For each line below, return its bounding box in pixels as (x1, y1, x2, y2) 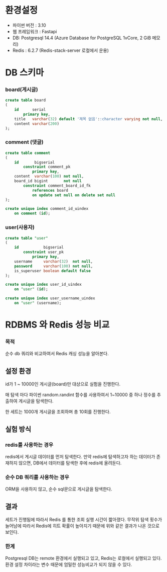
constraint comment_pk (23, 165, 71, 170)
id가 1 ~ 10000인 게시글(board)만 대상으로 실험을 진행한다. (5, 381, 121, 387)
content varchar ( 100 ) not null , (14, 174, 84, 179)
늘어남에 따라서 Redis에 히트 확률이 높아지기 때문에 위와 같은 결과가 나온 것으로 (5, 523, 159, 529)
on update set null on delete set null (32, 192, 115, 198)
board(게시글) (5, 86, 39, 93)
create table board (5, 98, 46, 103)
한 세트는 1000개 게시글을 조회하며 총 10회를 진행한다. (5, 408, 111, 415)
